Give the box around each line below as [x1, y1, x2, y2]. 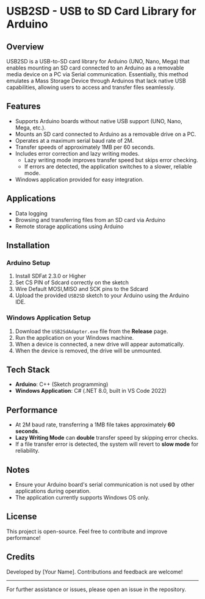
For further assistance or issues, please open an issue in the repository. [6, 586, 187, 593]
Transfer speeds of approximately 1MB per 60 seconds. [15, 143, 155, 151]
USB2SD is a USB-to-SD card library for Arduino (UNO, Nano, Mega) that [6, 58, 190, 65]
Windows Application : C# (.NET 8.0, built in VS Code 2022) [15, 387, 167, 395]
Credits [6, 552, 35, 562]
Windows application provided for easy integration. [15, 176, 144, 183]
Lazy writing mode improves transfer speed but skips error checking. [24, 156, 198, 163]
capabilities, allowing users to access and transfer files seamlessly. [6, 84, 175, 91]
